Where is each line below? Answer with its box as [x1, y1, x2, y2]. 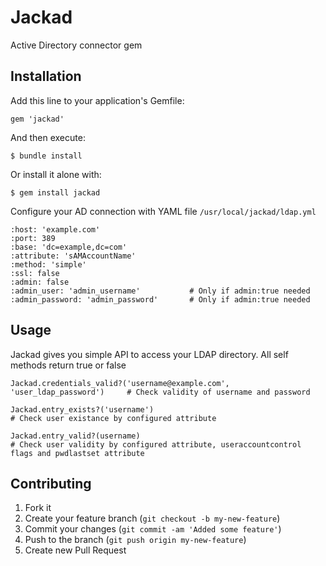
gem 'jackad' [10, 114, 65, 124]
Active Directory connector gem [10, 39, 143, 51]
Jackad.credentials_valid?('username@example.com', [10, 378, 230, 388]
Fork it [24, 502, 52, 514]
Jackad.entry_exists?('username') [10, 404, 155, 415]
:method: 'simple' [10, 259, 87, 270]
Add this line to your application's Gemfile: [10, 94, 185, 106]
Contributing [10, 475, 92, 492]
